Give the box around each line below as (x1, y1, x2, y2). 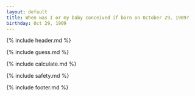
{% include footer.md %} (6, 84, 69, 91)
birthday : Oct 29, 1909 (6, 20, 67, 26)
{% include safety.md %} (6, 72, 69, 80)
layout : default (6, 9, 48, 15)
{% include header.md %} (6, 37, 71, 44)
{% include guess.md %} (6, 49, 69, 56)
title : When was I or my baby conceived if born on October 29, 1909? (6, 15, 190, 21)
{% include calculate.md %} (6, 60, 77, 67)
